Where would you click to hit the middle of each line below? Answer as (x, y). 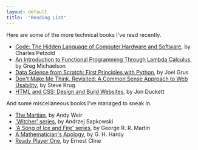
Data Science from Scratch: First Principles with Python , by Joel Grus (102, 72)
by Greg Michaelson (40, 66)
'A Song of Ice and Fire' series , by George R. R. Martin (83, 128)
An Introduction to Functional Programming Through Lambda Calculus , (104, 59)
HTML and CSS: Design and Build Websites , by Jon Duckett (90, 91)
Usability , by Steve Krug (45, 85)
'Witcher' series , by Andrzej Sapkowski (64, 121)
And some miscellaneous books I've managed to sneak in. (79, 103)
